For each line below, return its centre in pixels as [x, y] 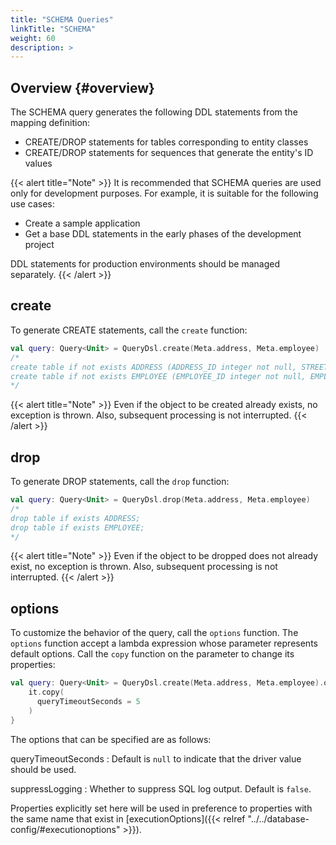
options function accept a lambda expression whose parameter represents [164, 643]
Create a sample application [82, 223]
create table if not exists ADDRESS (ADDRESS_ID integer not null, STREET [169, 367]
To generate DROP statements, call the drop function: [120, 482]
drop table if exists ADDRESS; [75, 518]
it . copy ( [46, 692]
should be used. [43, 769]
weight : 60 [33, 38]
